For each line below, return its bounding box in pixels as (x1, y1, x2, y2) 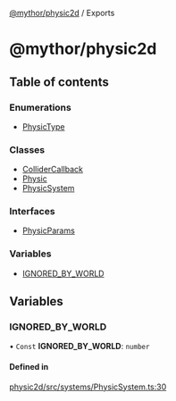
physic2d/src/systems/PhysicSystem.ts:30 (9, 381, 167, 392)
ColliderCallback (21, 164, 83, 175)
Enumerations (9, 101, 71, 113)
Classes (9, 143, 46, 155)
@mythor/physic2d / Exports (9, 8, 115, 18)
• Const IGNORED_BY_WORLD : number (9, 341, 150, 352)
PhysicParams (21, 225, 76, 236)
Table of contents (9, 74, 109, 89)
